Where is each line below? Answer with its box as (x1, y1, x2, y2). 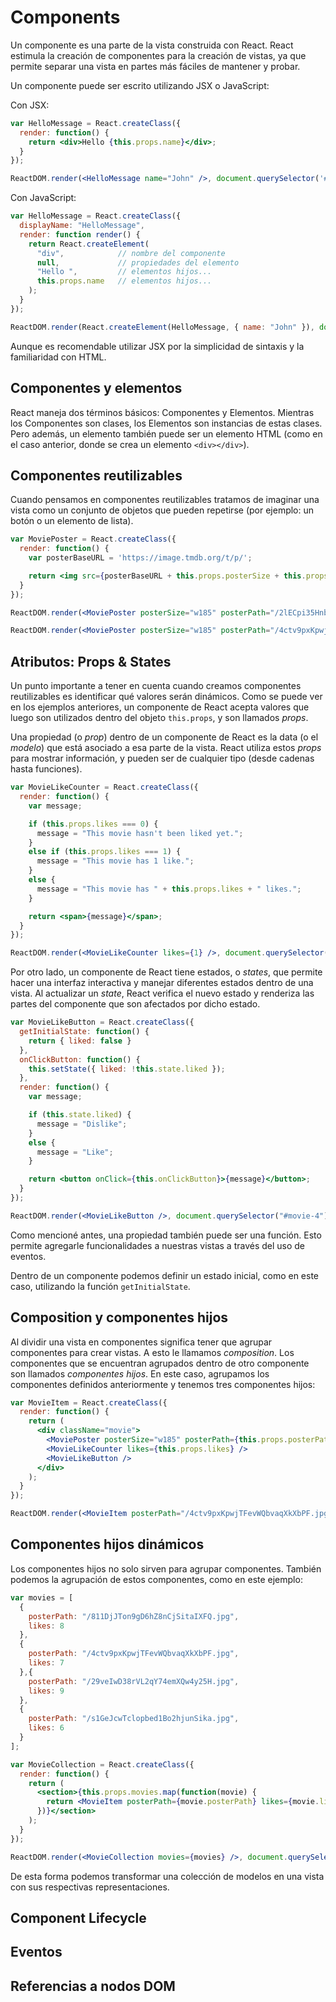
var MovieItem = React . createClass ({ (10, 1397, 168, 1408)
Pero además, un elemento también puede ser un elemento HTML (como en (10, 427, 323, 440)
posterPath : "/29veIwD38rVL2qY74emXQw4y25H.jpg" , (28, 1676, 240, 1686)
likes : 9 (28, 1686, 65, 1696)
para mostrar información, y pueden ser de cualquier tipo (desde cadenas (10, 752, 315, 765)
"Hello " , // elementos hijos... (36, 267, 213, 277)
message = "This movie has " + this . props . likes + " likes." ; (36, 884, 302, 894)
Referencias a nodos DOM (10, 1977, 176, 1995)
